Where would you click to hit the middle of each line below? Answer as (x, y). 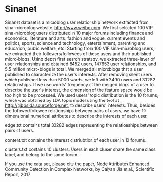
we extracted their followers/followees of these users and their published (78, 53)
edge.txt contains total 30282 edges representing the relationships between (81, 125)
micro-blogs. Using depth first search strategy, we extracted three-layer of (80, 59)
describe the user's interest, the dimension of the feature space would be (79, 90)
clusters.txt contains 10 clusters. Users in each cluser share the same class (80, 149)
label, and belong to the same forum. (42, 154)
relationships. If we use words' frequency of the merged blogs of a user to (80, 84)
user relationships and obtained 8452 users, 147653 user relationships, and (81, 64)
